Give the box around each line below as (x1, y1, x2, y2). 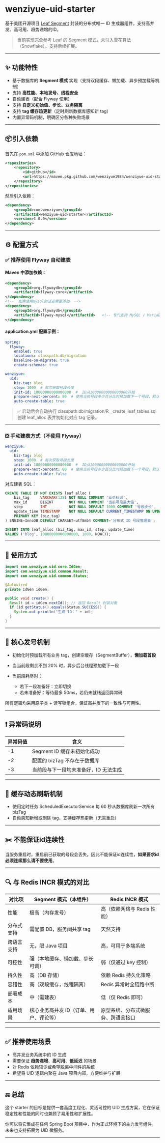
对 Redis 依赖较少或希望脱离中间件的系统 (12, 1064, 95, 1070)
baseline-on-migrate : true (14, 358, 69, 363)
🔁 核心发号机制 (5, 638, 50, 647)
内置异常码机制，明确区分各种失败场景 (12, 114, 90, 120)
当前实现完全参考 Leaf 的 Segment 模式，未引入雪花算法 (17, 37, 131, 43)
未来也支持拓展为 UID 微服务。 (5, 1127, 67, 1133)
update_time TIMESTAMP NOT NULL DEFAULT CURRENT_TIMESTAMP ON (14, 509, 151, 514)
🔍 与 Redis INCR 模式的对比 (5, 878, 90, 886)
